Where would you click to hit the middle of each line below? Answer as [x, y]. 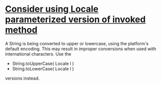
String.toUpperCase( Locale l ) [43, 63]
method [21, 30]
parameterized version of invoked [75, 19]
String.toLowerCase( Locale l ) [43, 69]
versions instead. [23, 78]
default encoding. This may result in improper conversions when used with [80, 49]
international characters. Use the [38, 54]
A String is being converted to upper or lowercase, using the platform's [77, 43]
